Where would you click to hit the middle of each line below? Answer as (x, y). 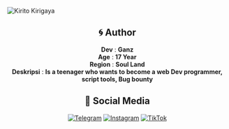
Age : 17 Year (117, 56)
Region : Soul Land (117, 64)
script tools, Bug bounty (117, 79)
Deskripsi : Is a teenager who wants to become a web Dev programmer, (117, 71)
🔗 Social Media (117, 101)
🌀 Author (117, 32)
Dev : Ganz (117, 50)
